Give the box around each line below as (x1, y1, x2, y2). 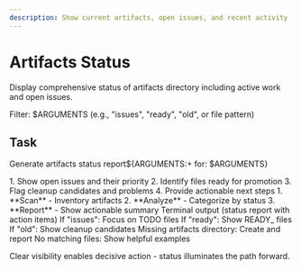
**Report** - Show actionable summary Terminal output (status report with (9, 204, 290, 216)
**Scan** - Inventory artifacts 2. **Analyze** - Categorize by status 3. (9, 195, 276, 206)
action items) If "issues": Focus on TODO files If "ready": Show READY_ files (9, 214, 293, 225)
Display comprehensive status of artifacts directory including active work (9, 82, 281, 93)
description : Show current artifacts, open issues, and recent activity (9, 13, 288, 22)
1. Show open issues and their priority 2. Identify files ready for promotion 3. (9, 176, 292, 187)
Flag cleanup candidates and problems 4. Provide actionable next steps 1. (9, 185, 283, 196)
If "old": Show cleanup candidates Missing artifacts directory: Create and (9, 224, 281, 235)
